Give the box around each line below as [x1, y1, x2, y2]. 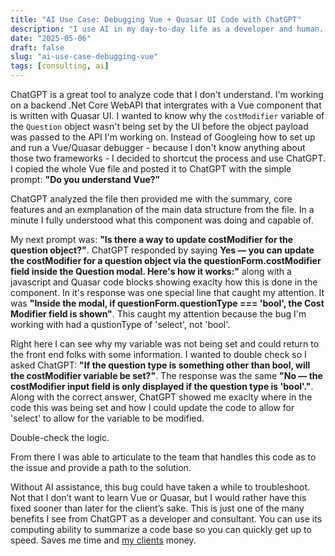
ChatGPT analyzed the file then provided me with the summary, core [10, 193, 293, 205]
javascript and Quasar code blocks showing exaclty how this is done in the [10, 276, 318, 288]
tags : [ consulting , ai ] [10, 61, 110, 71]
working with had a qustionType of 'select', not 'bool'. [10, 319, 231, 330]
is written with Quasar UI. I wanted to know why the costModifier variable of [10, 110, 325, 121]
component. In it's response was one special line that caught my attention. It [10, 287, 325, 298]
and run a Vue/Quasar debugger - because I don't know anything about [10, 142, 306, 153]
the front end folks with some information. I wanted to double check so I [10, 349, 307, 360]
